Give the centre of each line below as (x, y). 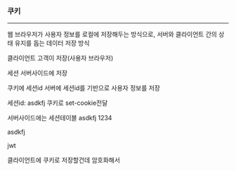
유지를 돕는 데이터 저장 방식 (52, 43)
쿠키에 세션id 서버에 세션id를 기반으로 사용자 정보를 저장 (84, 88)
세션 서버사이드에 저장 (38, 73)
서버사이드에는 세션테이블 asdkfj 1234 (60, 118)
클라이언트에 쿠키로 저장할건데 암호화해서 (64, 160)
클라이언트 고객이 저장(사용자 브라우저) (60, 58)
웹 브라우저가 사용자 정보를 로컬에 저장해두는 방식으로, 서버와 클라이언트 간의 (112, 34)
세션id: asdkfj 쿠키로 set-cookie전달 (58, 103)
